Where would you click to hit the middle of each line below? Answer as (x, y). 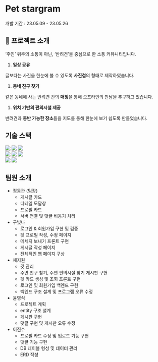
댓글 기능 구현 (34, 342)
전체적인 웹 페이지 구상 (42, 254)
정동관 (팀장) (25, 191)
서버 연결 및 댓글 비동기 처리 (48, 216)
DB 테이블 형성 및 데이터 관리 (49, 348)
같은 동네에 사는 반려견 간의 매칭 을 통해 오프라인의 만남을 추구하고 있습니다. (79, 97)
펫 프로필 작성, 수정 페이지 (46, 235)
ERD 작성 (29, 355)
